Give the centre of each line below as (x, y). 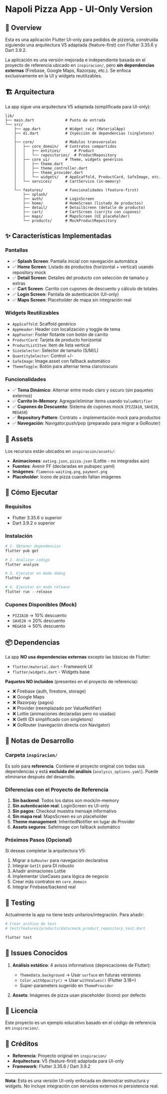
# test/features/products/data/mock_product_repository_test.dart (75, 928)
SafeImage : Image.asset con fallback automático (61, 361)
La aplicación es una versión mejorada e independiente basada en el (75, 60)
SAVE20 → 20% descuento (39, 621)
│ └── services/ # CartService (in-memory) (68, 181)
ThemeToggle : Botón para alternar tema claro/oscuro (65, 366)
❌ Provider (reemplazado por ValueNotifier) (57, 708)
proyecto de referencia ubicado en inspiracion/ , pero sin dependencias (80, 65)
